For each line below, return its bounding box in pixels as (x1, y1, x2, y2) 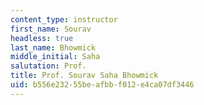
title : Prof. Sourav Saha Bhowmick (10, 71, 159, 81)
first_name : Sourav (10, 24, 92, 34)
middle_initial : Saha (10, 52, 101, 62)
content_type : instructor (10, 14, 118, 25)
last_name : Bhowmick (10, 42, 97, 53)
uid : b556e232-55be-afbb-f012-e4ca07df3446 (10, 80, 195, 90)
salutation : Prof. (10, 61, 87, 71)
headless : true (10, 33, 74, 43)
